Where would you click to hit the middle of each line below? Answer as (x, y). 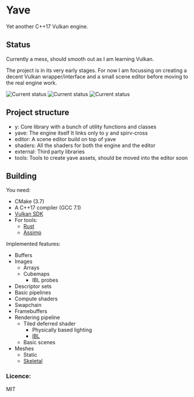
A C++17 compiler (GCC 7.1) (48, 208)
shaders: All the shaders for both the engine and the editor (85, 145)
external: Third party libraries (49, 151)
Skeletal (33, 361)
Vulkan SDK (29, 214)
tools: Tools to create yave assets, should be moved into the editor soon (101, 158)
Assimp (32, 232)
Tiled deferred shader (49, 324)
